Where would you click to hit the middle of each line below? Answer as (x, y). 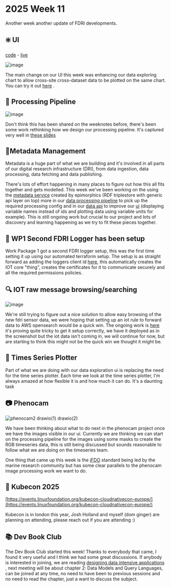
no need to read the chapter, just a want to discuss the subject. (71, 579)
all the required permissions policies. (44, 273)
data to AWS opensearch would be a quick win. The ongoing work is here (82, 325)
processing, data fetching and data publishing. (54, 174)
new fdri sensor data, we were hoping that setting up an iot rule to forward (83, 320)
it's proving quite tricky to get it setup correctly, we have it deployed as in (82, 331)
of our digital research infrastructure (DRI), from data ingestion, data (77, 169)
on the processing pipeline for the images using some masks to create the (83, 439)
